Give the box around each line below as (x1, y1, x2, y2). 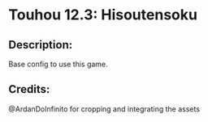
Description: (8, 38, 73, 52)
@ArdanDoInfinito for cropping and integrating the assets (8, 103, 201, 114)
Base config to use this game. (8, 59, 108, 69)
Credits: (8, 82, 50, 96)
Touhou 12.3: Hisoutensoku (8, 6, 197, 24)
